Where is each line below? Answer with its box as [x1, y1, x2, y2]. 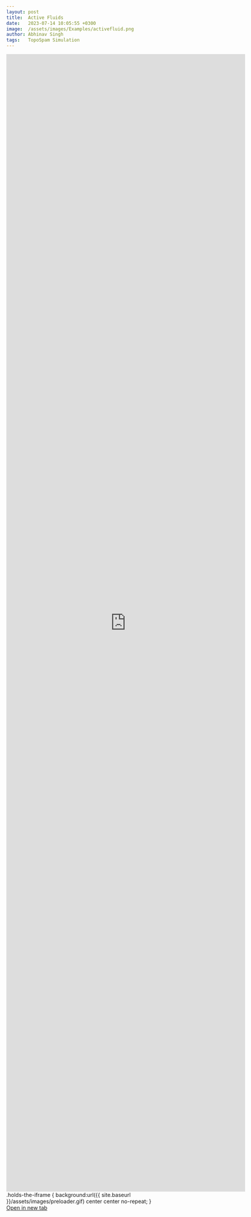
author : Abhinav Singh [6, 32, 64, 38]
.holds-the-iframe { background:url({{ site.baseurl [6, 1192, 131, 1198]
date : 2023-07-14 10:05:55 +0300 [6, 20, 96, 26]
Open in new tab [6, 1204, 47, 1211]
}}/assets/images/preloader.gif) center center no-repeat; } [6, 1198, 152, 1205]
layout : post [6, 8, 39, 15]
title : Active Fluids [6, 15, 64, 21]
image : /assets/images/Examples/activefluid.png [6, 25, 135, 32]
